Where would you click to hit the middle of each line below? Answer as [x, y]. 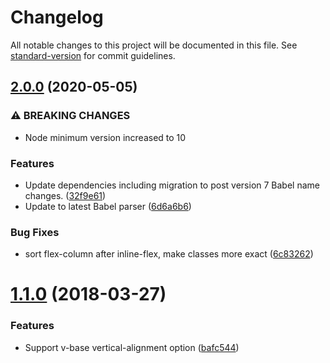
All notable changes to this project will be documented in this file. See [154, 45]
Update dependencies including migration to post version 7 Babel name [172, 185]
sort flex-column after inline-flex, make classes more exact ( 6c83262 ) [169, 254]
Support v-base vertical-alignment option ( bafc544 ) [132, 347]
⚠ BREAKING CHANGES [70, 116]
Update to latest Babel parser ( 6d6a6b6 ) [108, 206]
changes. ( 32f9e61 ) [65, 195]
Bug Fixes [35, 232]
